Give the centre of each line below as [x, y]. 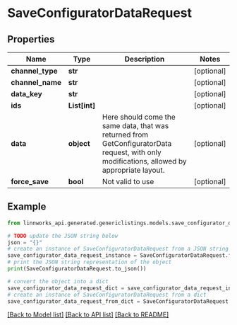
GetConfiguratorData [137, 143]
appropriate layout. [133, 170]
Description [145, 59]
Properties [31, 39]
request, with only [132, 152]
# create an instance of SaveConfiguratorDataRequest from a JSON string [118, 249]
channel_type [34, 71]
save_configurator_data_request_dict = [66, 288]
